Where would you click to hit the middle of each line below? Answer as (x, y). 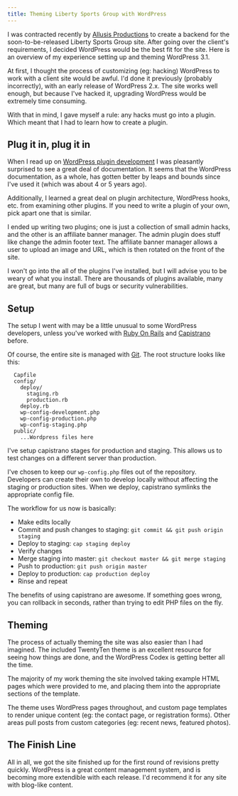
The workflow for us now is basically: (62, 509)
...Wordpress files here (57, 437)
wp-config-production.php (59, 419)
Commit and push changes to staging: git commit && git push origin (120, 530)
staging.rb (42, 394)
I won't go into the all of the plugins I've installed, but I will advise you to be (117, 271)
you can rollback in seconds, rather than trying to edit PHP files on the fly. (115, 603)
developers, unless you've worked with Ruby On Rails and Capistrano (109, 333)
